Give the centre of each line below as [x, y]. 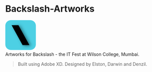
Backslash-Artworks [50, 9]
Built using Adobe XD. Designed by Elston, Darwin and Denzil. [82, 64]
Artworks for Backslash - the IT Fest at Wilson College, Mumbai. [72, 54]
